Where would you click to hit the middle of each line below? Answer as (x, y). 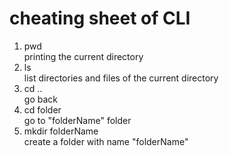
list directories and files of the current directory (121, 78)
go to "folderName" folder (77, 120)
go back (40, 99)
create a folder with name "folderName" (106, 141)
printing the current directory (83, 56)
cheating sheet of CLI (100, 18)
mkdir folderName (61, 131)
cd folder (42, 109)
